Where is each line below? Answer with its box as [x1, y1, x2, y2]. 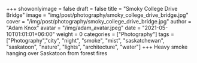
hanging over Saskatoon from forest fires [6, 50, 108, 56]
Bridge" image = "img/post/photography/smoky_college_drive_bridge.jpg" [6, 11, 189, 19]
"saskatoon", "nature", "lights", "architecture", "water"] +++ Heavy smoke [6, 43, 188, 50]
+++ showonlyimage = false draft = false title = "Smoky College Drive [6, 5, 178, 12]
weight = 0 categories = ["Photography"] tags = [56, 31, 175, 38]
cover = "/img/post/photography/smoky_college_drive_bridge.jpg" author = [6, 18, 192, 25]
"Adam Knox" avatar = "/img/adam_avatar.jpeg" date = [6, 24, 141, 31]
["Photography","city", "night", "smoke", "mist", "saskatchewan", [6, 37, 165, 44]
